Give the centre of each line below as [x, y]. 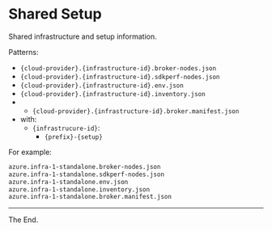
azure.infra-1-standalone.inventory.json [79, 189]
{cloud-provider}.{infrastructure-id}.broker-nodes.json [118, 68]
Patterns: [23, 52]
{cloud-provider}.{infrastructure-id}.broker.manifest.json [136, 111]
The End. [23, 220]
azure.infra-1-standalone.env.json [68, 182]
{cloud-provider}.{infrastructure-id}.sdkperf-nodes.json [120, 77]
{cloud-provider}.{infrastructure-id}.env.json [102, 86]
